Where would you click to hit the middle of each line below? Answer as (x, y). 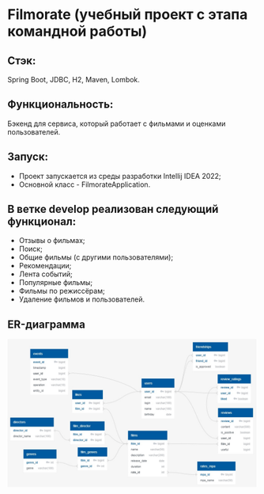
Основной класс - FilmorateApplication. (85, 184)
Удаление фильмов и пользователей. (82, 299)
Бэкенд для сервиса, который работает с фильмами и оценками (117, 123)
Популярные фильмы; (55, 283)
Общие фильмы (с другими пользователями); (96, 257)
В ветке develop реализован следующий (113, 209)
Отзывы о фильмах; (52, 241)
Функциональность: (60, 104)
